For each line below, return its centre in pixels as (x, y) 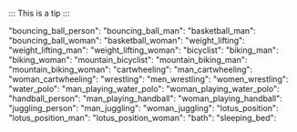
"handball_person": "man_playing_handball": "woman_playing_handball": (146, 98)
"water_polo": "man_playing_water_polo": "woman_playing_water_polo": (144, 89)
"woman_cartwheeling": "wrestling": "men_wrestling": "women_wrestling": (148, 79)
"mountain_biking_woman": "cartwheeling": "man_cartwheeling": (131, 69)
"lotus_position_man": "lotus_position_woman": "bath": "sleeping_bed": (143, 118)
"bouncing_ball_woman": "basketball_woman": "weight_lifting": (127, 41)
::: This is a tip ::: (39, 13)
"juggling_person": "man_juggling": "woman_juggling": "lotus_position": (143, 108)
